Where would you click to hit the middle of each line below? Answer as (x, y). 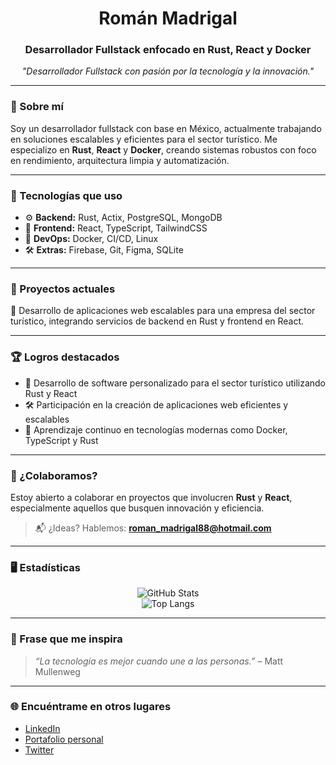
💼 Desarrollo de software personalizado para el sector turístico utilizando (175, 383)
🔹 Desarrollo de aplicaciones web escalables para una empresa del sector (163, 311)
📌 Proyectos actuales (63, 289)
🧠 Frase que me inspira (66, 639)
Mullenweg (57, 671)
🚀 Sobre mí (37, 107)
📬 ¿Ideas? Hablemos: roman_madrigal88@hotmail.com (153, 528)
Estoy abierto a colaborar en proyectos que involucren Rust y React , (151, 497)
